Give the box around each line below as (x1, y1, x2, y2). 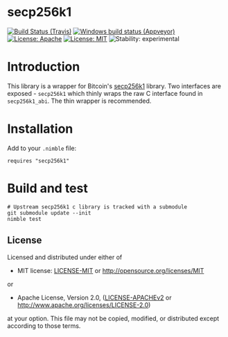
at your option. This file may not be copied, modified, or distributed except (7, 314, 220, 322)
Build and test (7, 181, 88, 196)
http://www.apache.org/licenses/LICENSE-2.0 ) (17, 300, 151, 309)
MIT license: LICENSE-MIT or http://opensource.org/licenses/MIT (17, 266, 204, 274)
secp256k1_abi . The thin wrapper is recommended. (7, 97, 152, 105)
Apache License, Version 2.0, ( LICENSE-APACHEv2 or (17, 293, 172, 302)
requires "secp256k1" (7, 157, 70, 164)
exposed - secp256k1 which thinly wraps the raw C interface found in (7, 89, 203, 97)
